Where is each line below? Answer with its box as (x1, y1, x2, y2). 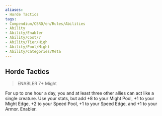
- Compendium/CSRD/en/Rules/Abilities (5, 21, 85, 26)
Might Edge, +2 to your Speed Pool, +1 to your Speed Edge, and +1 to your (5, 101, 158, 107)
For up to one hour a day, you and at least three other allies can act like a (5, 90, 154, 96)
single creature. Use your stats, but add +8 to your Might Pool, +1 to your (5, 96, 155, 102)
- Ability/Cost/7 (5, 35, 41, 40)
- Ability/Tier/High (5, 40, 48, 45)
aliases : (5, 7, 23, 12)
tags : (5, 16, 16, 21)
